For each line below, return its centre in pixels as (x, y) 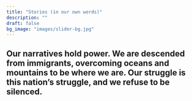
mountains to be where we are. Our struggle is (96, 73)
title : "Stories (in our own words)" (54, 12)
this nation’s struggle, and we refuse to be (88, 82)
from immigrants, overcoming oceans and (88, 63)
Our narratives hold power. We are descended (96, 53)
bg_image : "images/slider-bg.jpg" (50, 29)
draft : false (23, 23)
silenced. (24, 92)
